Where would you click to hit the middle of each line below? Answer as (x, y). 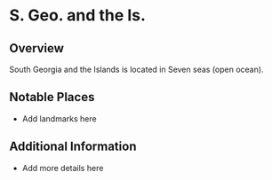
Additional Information (73, 147)
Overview (37, 48)
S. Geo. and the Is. (78, 16)
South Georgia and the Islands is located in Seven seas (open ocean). (136, 69)
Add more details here (63, 168)
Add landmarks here (59, 118)
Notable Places (52, 97)
